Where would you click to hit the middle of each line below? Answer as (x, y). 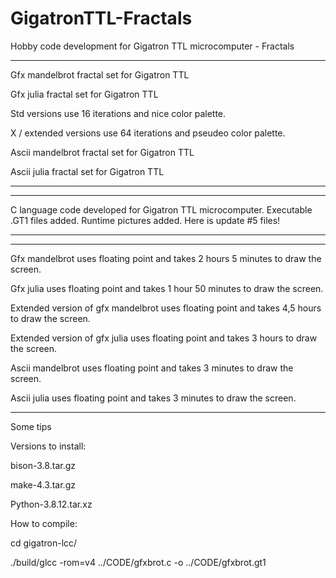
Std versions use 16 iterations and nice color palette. (118, 113)
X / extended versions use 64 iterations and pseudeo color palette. (148, 133)
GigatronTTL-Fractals (101, 18)
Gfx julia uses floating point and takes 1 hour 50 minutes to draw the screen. (167, 288)
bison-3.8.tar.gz (43, 465)
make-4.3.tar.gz (43, 484)
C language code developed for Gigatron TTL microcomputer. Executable (161, 209)
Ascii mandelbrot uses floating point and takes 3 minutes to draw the (152, 368)
